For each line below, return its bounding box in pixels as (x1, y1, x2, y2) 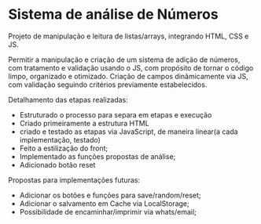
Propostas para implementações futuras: (8, 175, 140, 185)
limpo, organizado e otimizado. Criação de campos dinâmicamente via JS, (8, 71, 249, 81)
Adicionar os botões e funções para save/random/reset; (19, 190, 201, 200)
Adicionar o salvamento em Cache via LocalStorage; (19, 198, 190, 208)
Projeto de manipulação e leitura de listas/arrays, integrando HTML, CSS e (8, 31, 249, 41)
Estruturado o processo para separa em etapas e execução (19, 110, 212, 119)
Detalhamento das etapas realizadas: (8, 95, 128, 104)
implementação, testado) (19, 135, 101, 144)
